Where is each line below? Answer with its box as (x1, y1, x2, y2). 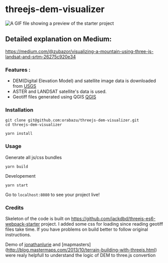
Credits (5, 204, 24, 211)
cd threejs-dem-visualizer (5, 122, 62, 127)
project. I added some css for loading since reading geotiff (41, 221, 163, 227)
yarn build (5, 164, 28, 169)
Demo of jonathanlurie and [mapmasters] (5, 241, 91, 247)
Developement (5, 173, 36, 179)
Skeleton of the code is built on (5, 216, 70, 222)
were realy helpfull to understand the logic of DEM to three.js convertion (5, 252, 156, 258)
